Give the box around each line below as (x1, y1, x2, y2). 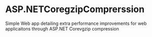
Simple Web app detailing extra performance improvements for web (5, 20, 147, 26)
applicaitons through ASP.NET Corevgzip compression (5, 25, 119, 31)
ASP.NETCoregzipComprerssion (5, 4, 145, 15)
